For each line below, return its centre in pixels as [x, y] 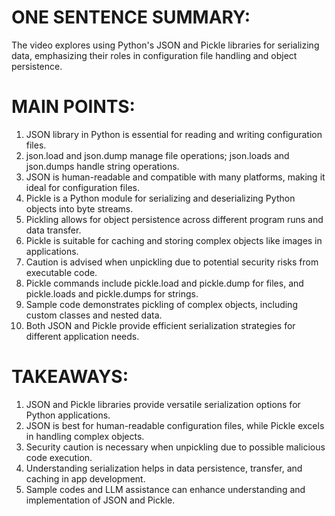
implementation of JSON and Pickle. [100, 500]
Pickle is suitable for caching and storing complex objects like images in [174, 240]
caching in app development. [85, 478]
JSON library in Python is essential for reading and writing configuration [174, 134]
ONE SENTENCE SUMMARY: [131, 17]
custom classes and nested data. [94, 315]
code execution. [59, 457]
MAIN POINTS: [73, 107]
